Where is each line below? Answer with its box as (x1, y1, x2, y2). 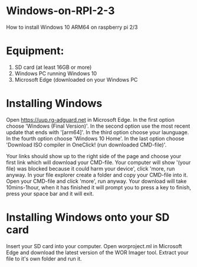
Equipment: (6, 44, 64, 58)
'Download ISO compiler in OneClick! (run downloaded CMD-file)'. (6, 141, 167, 148)
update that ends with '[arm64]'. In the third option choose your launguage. (6, 128, 189, 136)
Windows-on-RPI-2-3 (6, 4, 115, 18)
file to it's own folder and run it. (6, 255, 83, 262)
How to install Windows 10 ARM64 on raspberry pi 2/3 (6, 24, 138, 31)
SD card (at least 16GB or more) (14, 64, 92, 71)
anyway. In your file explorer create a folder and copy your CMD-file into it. (6, 171, 188, 178)
